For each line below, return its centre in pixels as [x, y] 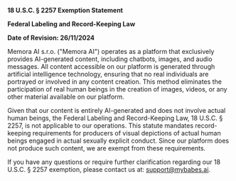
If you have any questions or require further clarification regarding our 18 [114, 162]
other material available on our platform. [66, 97]
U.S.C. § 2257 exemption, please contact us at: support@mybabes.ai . [109, 169]
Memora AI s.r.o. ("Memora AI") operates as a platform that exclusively [111, 51]
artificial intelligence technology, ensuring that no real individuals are [108, 74]
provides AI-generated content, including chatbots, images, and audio [110, 59]
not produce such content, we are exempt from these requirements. [107, 148]
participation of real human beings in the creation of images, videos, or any [117, 89]
